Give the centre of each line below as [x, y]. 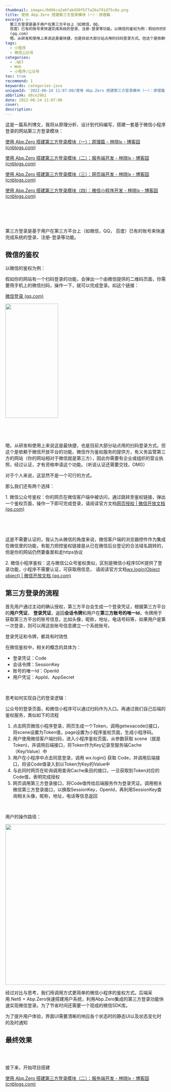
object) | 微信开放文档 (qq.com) [38, 576]
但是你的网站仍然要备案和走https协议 [44, 552]
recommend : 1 [19, 81]
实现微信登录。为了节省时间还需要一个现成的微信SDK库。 [70, 1005]
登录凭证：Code [30, 658]
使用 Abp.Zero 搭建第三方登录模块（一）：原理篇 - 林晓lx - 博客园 [73, 142]
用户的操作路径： [23, 816]
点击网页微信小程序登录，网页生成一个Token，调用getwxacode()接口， [87, 726]
